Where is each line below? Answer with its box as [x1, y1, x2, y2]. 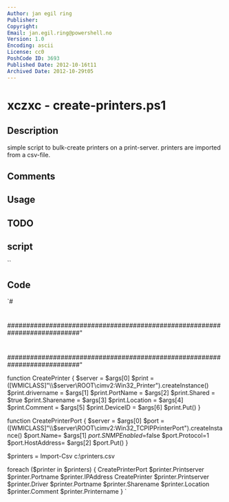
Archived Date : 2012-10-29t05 [7, 68, 94, 74]
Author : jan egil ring [7, 10, 72, 17]
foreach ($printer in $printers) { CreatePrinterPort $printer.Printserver [7, 465, 205, 473]
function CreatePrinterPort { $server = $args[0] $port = [7, 416, 165, 425]
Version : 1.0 [7, 36, 45, 43]
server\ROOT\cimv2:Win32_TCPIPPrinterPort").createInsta [57, 423, 223, 432]
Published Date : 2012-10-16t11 [7, 61, 97, 68]
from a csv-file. [7, 150, 50, 159]
